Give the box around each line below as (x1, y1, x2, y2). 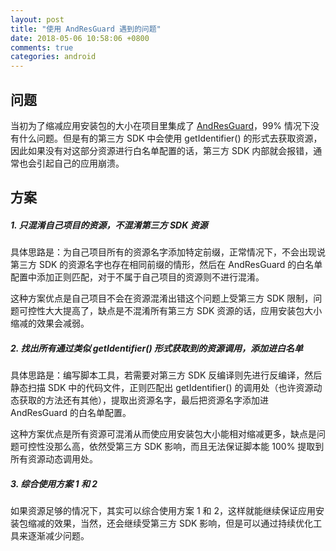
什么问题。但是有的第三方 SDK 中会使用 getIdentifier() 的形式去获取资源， (18, 132, 323, 144)
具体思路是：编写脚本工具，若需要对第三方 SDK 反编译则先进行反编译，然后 (10, 369, 323, 381)
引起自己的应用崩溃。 (36, 157, 125, 169)
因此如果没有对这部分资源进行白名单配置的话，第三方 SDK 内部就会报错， (10, 144, 314, 156)
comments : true (10, 42, 74, 53)
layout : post (10, 14, 65, 25)
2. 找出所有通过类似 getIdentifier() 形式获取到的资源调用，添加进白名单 (10, 342, 304, 354)
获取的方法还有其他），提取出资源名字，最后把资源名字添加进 (18, 394, 269, 406)
